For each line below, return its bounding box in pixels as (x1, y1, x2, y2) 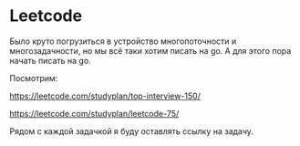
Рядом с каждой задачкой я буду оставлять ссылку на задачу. (9, 125, 253, 137)
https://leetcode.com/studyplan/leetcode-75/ (9, 108, 180, 119)
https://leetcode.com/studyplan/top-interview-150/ (9, 90, 201, 101)
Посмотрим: (9, 72, 58, 83)
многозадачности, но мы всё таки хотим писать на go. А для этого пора (9, 45, 292, 56)
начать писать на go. (9, 55, 91, 66)
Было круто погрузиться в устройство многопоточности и (9, 36, 237, 47)
